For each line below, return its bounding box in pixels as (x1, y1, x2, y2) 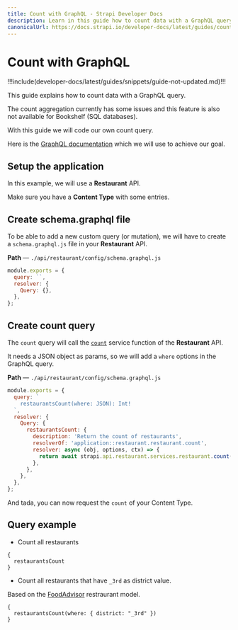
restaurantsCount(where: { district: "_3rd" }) (13, 609, 157, 617)
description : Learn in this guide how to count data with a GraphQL (7, 17, 214, 24)
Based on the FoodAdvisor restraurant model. (7, 590, 140, 598)
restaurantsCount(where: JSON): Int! (20, 400, 132, 407)
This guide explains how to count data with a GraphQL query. (7, 91, 186, 100)
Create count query (7, 319, 96, 331)
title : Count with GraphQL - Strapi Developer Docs (7, 10, 163, 18)
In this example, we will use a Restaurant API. (7, 179, 141, 188)
